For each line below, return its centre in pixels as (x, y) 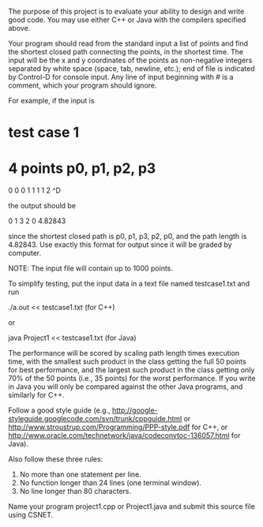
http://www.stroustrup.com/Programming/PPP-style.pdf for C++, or (118, 427)
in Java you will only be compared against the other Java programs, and (126, 387)
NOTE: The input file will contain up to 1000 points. (91, 268)
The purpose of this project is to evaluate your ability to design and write (126, 11)
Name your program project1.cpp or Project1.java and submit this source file (131, 506)
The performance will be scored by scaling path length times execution (124, 353)
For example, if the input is (51, 101)
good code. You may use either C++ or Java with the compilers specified (127, 20)
